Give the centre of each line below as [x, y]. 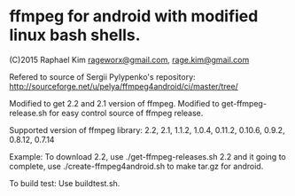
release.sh [28, 113]
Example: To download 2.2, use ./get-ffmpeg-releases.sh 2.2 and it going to [147, 156]
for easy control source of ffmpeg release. [126, 113]
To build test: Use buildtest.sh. [65, 183]
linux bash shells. [75, 35]
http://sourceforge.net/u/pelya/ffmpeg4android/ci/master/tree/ [124, 86]
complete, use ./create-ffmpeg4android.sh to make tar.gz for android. [136, 166]
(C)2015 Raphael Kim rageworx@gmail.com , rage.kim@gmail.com [129, 59]
